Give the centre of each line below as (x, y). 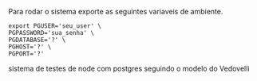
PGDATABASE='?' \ (37, 40)
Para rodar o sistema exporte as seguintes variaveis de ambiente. (116, 12)
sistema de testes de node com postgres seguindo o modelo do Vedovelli (129, 68)
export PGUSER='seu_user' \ (55, 26)
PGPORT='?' (26, 54)
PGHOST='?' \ (30, 47)
